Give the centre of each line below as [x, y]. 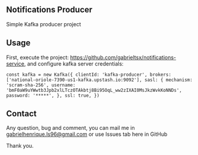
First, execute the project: [38, 57]
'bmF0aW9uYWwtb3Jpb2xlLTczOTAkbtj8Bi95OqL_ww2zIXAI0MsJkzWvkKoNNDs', [94, 90]
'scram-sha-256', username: [41, 85]
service [15, 63]
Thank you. [20, 146]
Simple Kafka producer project [44, 24]
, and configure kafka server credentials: [74, 63]
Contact [21, 114]
